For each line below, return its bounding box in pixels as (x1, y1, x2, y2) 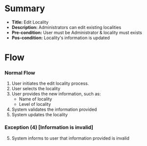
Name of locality (19, 96, 52, 102)
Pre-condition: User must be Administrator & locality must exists (11, 29, 142, 35)
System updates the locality (11, 112, 68, 118)
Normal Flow (4, 70, 35, 76)
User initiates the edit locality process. (11, 80, 89, 86)
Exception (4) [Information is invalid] (4, 124, 94, 131)
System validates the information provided (11, 106, 97, 113)
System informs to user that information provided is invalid (11, 135, 130, 141)
